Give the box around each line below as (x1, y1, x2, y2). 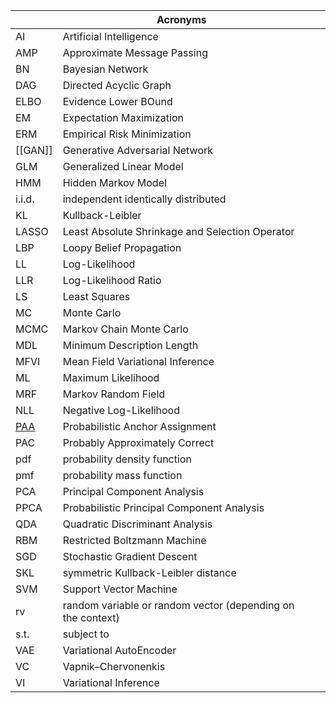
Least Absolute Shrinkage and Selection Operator (62, 225, 295, 238)
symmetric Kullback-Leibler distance (62, 566, 237, 579)
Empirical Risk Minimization (62, 127, 192, 141)
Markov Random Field (62, 387, 166, 401)
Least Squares (62, 290, 131, 303)
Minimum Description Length (62, 339, 199, 352)
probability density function (62, 452, 192, 466)
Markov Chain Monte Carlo (62, 322, 189, 336)
